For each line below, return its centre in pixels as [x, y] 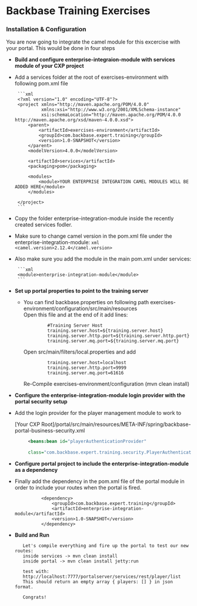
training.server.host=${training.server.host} [105, 331]
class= [36, 452]
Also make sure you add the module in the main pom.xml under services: [103, 259]
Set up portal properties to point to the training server [81, 291]
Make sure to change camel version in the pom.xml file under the [93, 236]
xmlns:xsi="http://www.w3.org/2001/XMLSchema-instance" [111, 110]
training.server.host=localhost [87, 363]
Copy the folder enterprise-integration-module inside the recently [94, 218]
